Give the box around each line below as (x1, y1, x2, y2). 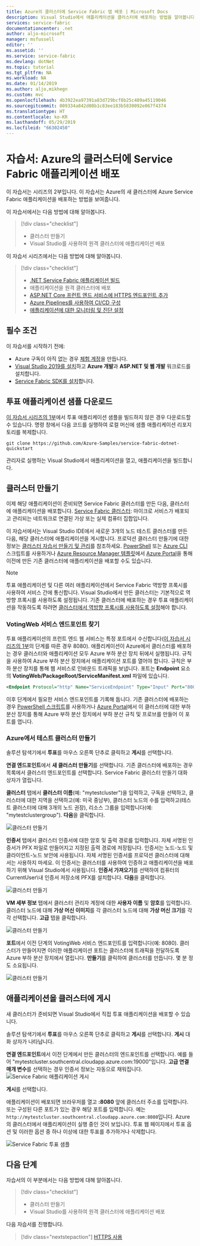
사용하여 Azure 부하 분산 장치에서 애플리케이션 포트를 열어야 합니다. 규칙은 (12, 657, 186, 664)
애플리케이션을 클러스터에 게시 (6, 994, 111, 1004)
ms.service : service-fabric (6, 53, 76, 59)
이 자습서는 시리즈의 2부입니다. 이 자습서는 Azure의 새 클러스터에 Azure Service (6, 188, 193, 195)
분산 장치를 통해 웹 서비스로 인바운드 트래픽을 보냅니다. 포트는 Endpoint (12, 664, 180, 672)
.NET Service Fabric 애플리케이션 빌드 (29, 276, 120, 283)
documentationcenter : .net (6, 25, 73, 32)
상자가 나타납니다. (12, 1038, 54, 1045)
